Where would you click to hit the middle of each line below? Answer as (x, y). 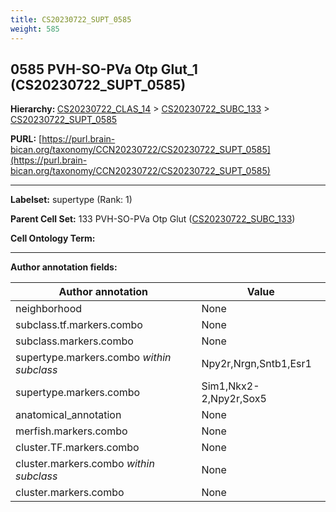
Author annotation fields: (64, 267)
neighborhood (49, 309)
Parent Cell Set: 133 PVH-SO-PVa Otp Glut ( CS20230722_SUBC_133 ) (153, 219)
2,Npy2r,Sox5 (234, 399)
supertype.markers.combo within (93, 358)
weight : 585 (35, 29)
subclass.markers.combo (74, 341)
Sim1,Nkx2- (230, 386)
